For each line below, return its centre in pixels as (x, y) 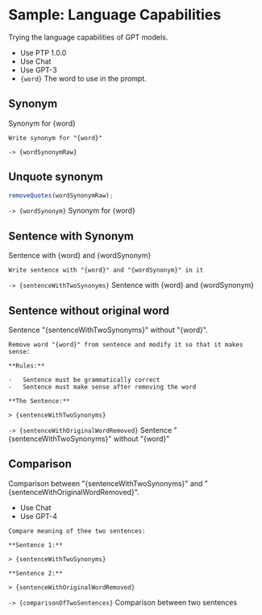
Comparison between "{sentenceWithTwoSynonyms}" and (106, 483)
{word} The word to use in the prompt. (83, 78)
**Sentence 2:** (35, 573)
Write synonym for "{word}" (56, 138)
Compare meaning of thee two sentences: (77, 531)
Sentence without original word (89, 311)
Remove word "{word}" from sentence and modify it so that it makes (126, 345)
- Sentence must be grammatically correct (84, 380)
